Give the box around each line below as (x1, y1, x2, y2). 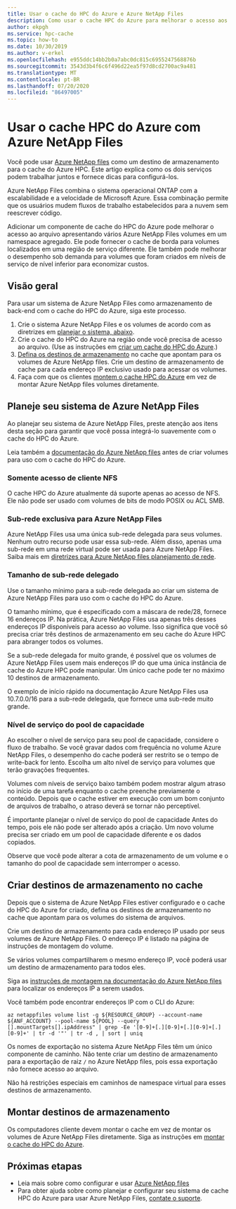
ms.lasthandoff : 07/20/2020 (7, 82, 90, 90)
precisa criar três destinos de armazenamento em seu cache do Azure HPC (7, 630, 226, 638)
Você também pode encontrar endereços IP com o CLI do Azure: (7, 998, 195, 1006)
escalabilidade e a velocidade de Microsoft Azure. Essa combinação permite (7, 194, 229, 202)
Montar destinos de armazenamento (7, 1106, 171, 1118)
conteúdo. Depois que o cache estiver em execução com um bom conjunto (7, 794, 225, 802)
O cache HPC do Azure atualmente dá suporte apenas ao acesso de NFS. (7, 489, 221, 497)
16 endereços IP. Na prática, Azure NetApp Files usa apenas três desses (7, 615, 216, 623)
